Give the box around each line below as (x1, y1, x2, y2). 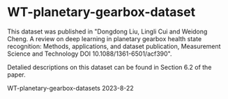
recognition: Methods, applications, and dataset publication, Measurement (7, 42, 221, 50)
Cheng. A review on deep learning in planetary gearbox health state (7, 34, 202, 43)
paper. (7, 70, 26, 79)
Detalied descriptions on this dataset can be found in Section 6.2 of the (7, 63, 212, 71)
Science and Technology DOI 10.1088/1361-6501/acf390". (7, 49, 172, 58)
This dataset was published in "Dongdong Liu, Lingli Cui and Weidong (7, 27, 208, 36)
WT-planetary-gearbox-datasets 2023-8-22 (7, 84, 134, 92)
